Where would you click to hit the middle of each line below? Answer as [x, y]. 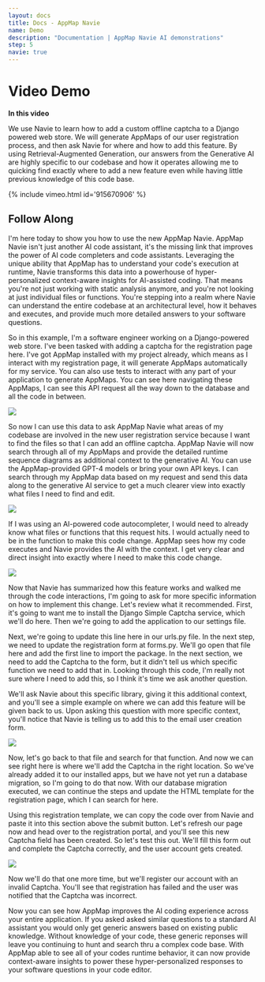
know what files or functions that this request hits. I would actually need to [129, 532]
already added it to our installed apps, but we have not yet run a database [128, 774]
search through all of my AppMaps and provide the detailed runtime [118, 451]
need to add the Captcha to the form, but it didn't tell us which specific [123, 662]
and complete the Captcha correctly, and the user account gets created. [125, 848]
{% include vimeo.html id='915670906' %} [77, 194]
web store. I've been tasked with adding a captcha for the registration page [131, 346]
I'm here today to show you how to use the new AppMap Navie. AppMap [126, 238]
